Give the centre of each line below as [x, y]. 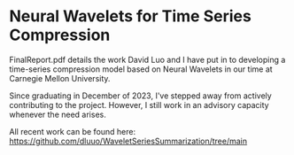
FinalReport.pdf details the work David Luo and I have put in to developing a [147, 59]
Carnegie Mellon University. [60, 78]
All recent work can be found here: [73, 131]
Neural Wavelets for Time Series [131, 16]
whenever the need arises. [58, 114]
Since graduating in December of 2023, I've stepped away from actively [140, 96]
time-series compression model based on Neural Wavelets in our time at [141, 69]
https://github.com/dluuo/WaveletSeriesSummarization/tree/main [128, 141]
